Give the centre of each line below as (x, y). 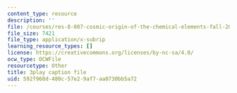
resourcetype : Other (38, 66)
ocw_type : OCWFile (34, 59)
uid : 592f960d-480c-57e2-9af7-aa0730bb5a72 (72, 79)
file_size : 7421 (31, 33)
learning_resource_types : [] (50, 46)
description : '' (31, 20)
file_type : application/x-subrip (56, 40)
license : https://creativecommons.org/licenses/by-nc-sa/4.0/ (101, 53)
